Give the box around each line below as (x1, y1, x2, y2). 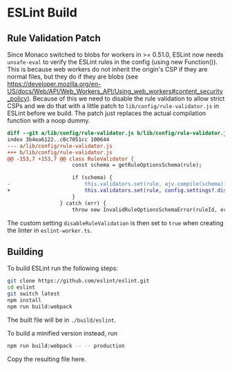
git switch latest (7, 291, 60, 298)
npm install (7, 296, 41, 304)
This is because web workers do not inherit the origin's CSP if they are (7, 65, 208, 73)
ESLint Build (7, 5, 77, 21)
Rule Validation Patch (7, 32, 101, 44)
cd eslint (7, 284, 36, 291)
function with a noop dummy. (7, 116, 90, 125)
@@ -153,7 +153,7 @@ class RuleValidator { (7, 155, 135, 163)
